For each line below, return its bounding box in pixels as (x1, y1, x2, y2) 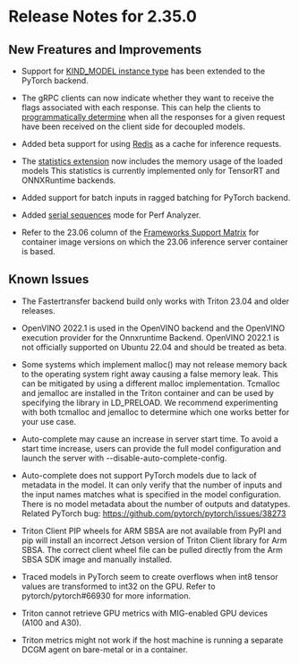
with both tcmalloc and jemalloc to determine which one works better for (21, 406, 290, 418)
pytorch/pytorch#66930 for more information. (21, 590, 192, 601)
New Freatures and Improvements (8, 42, 202, 57)
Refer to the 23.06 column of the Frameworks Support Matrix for (21, 227, 260, 237)
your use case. (21, 416, 77, 427)
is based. (21, 246, 56, 256)
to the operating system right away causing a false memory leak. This (21, 368, 279, 379)
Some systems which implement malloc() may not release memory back (21, 358, 287, 369)
